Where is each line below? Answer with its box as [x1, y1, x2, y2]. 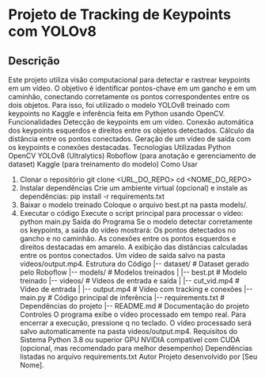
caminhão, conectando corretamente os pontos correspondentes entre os [8, 92, 250, 101]
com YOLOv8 [8, 22, 97, 40]
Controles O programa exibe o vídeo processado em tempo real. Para [19, 310, 247, 319]
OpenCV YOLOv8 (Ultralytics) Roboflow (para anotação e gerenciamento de [8, 151, 256, 160]
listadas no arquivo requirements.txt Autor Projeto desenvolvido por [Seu [19, 352, 258, 361]
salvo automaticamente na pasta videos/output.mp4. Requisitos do [19, 327, 238, 336]
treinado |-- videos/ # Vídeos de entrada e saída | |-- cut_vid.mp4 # [19, 276, 240, 285]
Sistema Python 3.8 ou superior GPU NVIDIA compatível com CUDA [19, 335, 240, 344]
